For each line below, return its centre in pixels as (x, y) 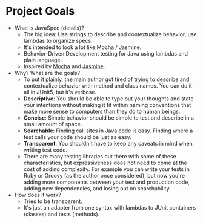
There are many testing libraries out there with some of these (100, 156)
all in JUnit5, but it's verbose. (60, 92)
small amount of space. (53, 124)
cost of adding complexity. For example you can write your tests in (107, 169)
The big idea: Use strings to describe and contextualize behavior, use (110, 34)
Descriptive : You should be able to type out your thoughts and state (108, 99)
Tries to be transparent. (53, 201)
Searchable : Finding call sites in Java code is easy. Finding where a (108, 131)
